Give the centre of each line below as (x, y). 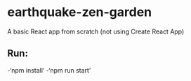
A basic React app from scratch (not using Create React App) (96, 31)
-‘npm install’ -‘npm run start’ (49, 70)
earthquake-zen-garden (80, 12)
